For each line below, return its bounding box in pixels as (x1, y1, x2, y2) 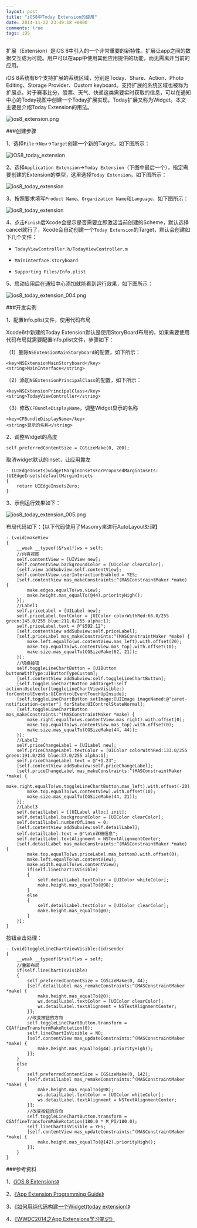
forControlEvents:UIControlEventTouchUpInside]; (6, 691, 127, 697)
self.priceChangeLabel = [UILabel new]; (16, 743, 117, 749)
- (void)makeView (6, 535, 49, 541)
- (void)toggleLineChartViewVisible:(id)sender (6, 946, 125, 952)
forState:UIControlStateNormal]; (63, 702, 145, 708)
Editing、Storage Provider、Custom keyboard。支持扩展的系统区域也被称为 (6, 82, 189, 89)
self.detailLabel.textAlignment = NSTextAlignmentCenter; (16, 836, 161, 842)
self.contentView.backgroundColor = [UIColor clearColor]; (16, 561, 164, 568)
